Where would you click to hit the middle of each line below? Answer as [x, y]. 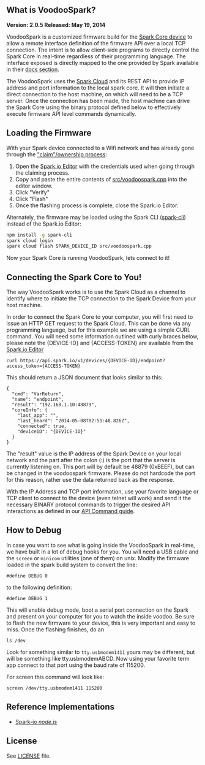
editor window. [34, 186]
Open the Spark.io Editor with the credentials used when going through [105, 166]
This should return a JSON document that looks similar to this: [85, 378]
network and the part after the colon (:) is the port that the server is [91, 460]
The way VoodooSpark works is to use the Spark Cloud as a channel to [96, 292]
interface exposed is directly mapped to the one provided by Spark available [102, 63]
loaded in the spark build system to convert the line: [72, 565]
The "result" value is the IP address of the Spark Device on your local [94, 454]
